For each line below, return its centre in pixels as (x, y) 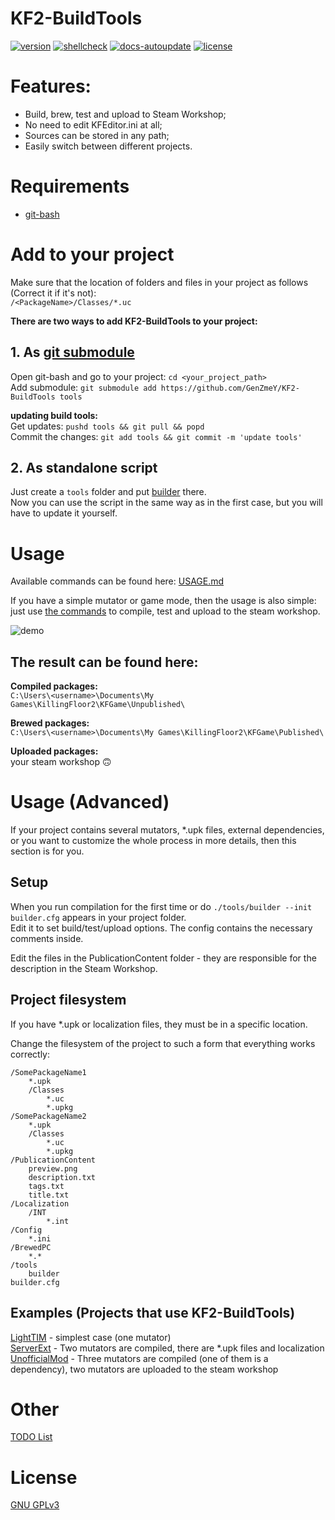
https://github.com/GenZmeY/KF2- (230, 388)
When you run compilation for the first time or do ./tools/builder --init (161, 906)
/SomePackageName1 (48, 1072)
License (44, 1477)
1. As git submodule (72, 352)
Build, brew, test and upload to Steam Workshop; (125, 114)
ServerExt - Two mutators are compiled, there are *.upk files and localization (167, 1348)
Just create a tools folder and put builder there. (108, 492)
